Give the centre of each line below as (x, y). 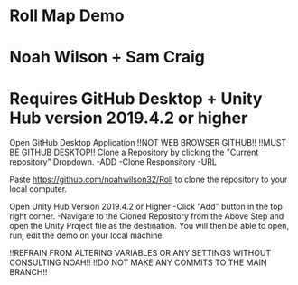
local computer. (38, 189)
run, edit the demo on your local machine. (87, 235)
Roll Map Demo (67, 16)
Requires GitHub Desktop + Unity (136, 98)
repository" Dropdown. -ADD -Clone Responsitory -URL (113, 162)
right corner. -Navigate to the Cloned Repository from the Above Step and (147, 216)
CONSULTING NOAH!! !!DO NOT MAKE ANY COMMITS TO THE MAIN (138, 262)
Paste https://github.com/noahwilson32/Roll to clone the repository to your (149, 180)
